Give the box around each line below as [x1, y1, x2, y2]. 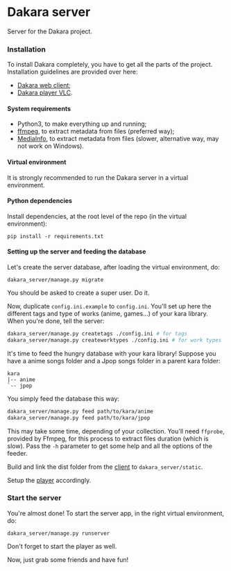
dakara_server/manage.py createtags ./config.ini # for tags [7, 331, 188, 338]
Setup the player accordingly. [7, 476, 92, 484]
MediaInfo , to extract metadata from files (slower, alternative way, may [17, 135, 219, 143]
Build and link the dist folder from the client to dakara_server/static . [7, 463, 203, 471]
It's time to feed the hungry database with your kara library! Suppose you [7, 349, 216, 358]
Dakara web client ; [17, 81, 71, 90]
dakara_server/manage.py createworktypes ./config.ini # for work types [7, 336, 222, 344]
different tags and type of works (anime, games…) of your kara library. [7, 310, 208, 318]
